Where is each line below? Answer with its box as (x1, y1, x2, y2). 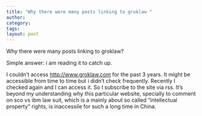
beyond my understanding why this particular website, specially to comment (6, 90, 196, 97)
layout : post (6, 31, 39, 37)
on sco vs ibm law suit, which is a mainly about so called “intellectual (6, 97, 178, 104)
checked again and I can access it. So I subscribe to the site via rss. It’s (6, 84, 183, 91)
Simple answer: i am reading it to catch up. (6, 60, 113, 67)
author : (6, 14, 26, 20)
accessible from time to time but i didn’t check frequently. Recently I (6, 78, 176, 85)
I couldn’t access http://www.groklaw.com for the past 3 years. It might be (6, 71, 191, 78)
